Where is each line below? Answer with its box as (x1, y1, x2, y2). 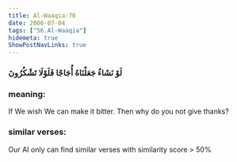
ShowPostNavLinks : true (8, 41, 87, 49)
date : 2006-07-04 (8, 19, 66, 27)
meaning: (8, 88, 46, 99)
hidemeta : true (8, 33, 59, 42)
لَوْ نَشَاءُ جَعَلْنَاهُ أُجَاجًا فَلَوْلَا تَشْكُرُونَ (8, 67, 123, 79)
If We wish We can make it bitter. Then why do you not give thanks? (8, 106, 230, 116)
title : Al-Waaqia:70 (8, 11, 77, 20)
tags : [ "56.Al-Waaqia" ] (8, 26, 87, 34)
